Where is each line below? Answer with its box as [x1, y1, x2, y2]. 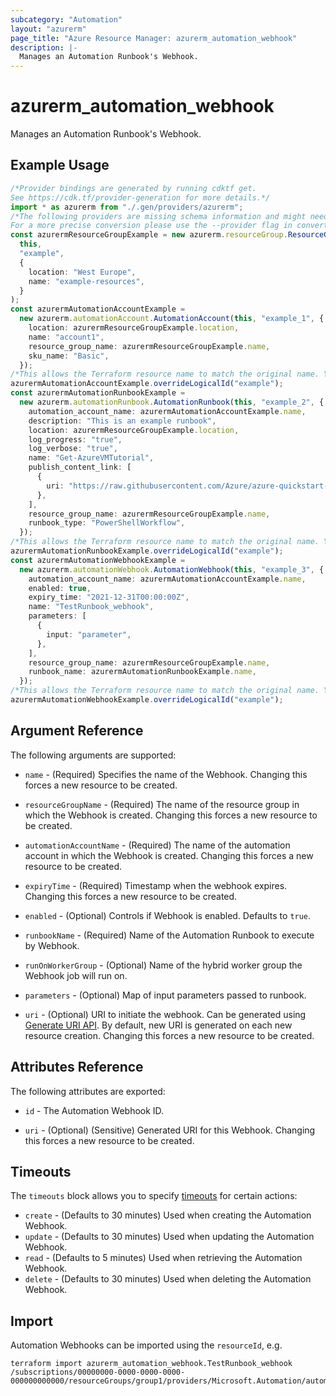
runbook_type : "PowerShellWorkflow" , [28, 518, 186, 528]
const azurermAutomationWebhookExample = [10, 555, 186, 565]
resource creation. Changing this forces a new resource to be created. [24, 1029, 315, 1041]
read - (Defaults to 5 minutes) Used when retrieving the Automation [24, 1252, 303, 1264]
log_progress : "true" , [28, 434, 123, 445]
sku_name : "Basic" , [28, 351, 110, 361]
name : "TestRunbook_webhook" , [28, 602, 155, 612]
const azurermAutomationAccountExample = [10, 304, 186, 315]
